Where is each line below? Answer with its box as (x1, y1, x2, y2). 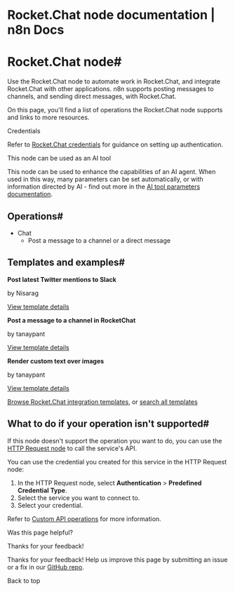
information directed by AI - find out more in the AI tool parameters (7, 182, 201, 191)
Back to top (7, 576, 41, 585)
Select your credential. (17, 501, 83, 509)
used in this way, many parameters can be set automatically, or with (7, 175, 203, 184)
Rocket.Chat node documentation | (7, 7, 215, 23)
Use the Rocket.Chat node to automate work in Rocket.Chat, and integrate (7, 77, 221, 86)
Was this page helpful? (7, 528, 74, 537)
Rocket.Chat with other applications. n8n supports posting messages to (7, 85, 214, 93)
